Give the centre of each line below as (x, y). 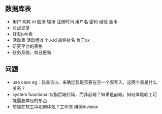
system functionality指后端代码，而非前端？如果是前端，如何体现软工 (82, 94)
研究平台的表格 (27, 46)
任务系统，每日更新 (32, 52)
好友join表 (22, 34)
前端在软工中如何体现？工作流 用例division (55, 107)
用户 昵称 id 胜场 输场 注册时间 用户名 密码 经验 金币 (65, 22)
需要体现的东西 (32, 100)
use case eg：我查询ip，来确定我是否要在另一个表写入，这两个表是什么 (85, 82)
